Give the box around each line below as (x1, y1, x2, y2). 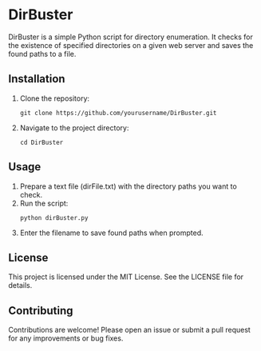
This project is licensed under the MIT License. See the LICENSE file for (8, 272, 244, 281)
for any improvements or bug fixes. (8, 333, 124, 343)
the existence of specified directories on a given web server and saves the (8, 40, 254, 50)
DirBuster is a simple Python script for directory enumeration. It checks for (8, 32, 253, 42)
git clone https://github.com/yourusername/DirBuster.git (19, 109, 217, 117)
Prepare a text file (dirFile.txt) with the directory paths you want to (19, 181, 237, 191)
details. (8, 281, 33, 290)
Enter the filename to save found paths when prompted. (19, 228, 204, 237)
